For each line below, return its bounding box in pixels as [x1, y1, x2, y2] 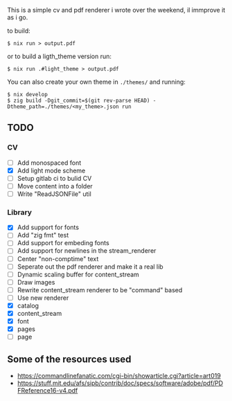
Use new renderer [17, 294, 69, 302]
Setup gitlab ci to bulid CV [17, 174, 92, 182]
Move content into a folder [17, 181, 93, 190]
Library [7, 207, 33, 217]
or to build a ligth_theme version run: [7, 52, 112, 60]
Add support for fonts [17, 223, 80, 231]
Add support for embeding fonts [17, 239, 109, 247]
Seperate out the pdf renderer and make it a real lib [17, 262, 164, 271]
